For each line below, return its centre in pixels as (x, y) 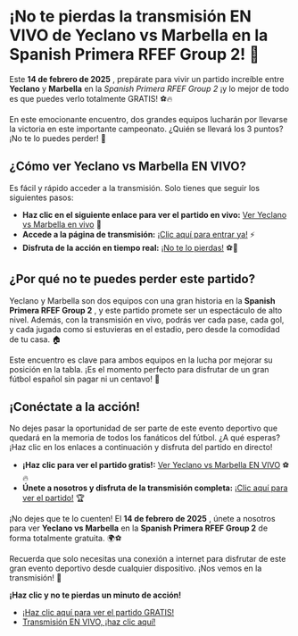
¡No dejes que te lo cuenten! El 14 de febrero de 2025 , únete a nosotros (142, 519)
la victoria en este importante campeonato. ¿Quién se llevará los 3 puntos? (146, 129)
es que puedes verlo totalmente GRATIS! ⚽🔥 (91, 98)
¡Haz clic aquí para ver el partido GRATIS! (98, 613)
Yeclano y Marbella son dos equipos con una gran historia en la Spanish (142, 300)
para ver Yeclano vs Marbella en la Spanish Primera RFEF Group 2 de (139, 528)
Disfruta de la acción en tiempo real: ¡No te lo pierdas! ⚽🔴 (130, 247)
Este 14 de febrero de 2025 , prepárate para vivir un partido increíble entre (147, 79)
